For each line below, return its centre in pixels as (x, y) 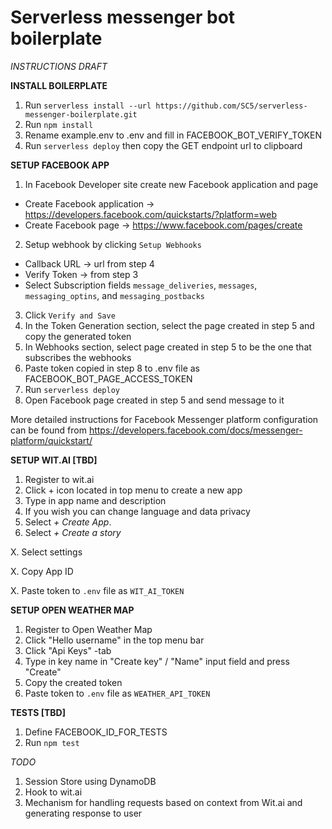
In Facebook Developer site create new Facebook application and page (171, 184)
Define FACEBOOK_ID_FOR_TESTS (96, 732)
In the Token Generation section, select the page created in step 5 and (169, 325)
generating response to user (83, 813)
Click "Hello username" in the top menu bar (114, 640)
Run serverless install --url (88, 105)
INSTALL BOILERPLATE (59, 85)
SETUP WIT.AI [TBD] (54, 460)
